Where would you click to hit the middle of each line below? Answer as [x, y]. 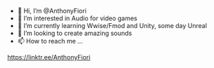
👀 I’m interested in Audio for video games [77, 18]
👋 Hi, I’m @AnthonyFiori [52, 11]
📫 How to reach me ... [50, 41]
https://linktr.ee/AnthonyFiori [49, 57]
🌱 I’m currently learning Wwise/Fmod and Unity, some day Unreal [112, 26]
